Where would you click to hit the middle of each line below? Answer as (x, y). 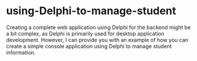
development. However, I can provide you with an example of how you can (97, 40)
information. (21, 52)
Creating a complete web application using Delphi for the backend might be (99, 27)
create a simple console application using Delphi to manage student (89, 46)
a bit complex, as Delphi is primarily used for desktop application (85, 33)
